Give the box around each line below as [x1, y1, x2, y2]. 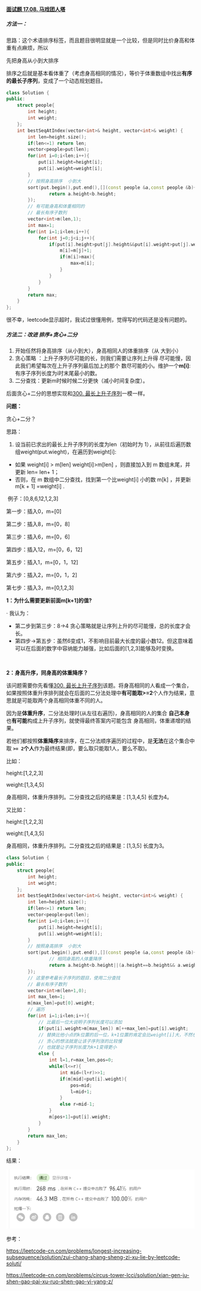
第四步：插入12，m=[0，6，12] [6, 546, 83, 554]
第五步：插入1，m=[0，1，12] [6, 559, 79, 566]
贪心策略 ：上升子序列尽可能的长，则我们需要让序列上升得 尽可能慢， [14, 355, 186, 362]
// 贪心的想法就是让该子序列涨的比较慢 [38, 1038, 123, 1044]
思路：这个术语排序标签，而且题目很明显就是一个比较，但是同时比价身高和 [6, 37, 190, 44]
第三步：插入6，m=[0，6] [6, 533, 70, 540]
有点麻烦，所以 [11, 44, 48, 51]
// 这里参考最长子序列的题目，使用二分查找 [28, 975, 121, 981]
